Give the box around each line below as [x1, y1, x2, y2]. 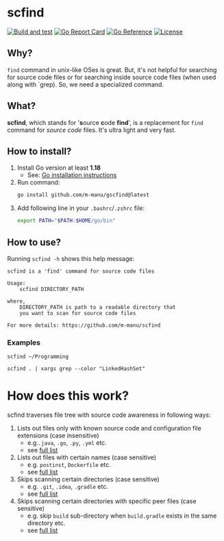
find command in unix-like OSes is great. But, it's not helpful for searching [7, 65, 217, 73]
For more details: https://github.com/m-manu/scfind [7, 321, 161, 329]
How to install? [7, 146, 72, 157]
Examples [7, 338, 41, 347]
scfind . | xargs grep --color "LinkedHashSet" [7, 365, 146, 372]
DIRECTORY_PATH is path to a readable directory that [19, 303, 176, 310]
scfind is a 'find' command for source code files [7, 268, 155, 275]
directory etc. [27, 519, 66, 527]
